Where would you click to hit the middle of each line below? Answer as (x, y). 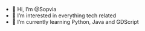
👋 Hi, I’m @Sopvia (34, 9)
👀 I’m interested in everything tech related (64, 15)
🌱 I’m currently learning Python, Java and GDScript (75, 22)
